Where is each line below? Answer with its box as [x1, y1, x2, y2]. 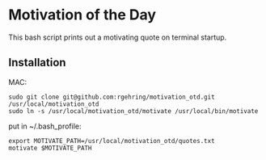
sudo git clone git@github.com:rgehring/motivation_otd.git [8, 93, 216, 101]
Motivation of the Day [8, 6, 156, 24]
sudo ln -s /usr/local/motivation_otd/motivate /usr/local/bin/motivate [8, 107, 259, 115]
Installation [8, 56, 66, 69]
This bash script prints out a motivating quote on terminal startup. [8, 32, 227, 42]
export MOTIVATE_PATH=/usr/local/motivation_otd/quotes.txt [8, 137, 216, 145]
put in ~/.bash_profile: [8, 121, 82, 131]
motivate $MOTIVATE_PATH [8, 144, 92, 152]
